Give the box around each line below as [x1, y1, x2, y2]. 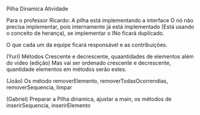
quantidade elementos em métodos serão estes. [6, 66, 127, 73]
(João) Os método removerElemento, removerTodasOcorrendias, [6, 78, 168, 84]
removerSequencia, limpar [6, 84, 73, 91]
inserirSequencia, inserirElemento [6, 102, 91, 109]
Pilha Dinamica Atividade [6, 5, 68, 12]
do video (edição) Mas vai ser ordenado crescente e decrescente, [6, 60, 172, 66]
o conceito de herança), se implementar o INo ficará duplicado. [6, 30, 165, 37]
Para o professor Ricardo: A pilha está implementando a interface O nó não [6, 17, 194, 23]
